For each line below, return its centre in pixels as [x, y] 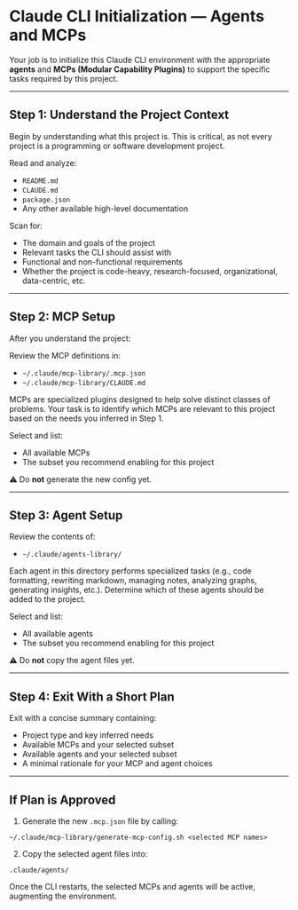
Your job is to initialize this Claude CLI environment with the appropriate [140, 59]
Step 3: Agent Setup [66, 515]
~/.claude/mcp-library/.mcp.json [84, 373]
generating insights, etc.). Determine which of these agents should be [137, 590]
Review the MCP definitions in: [65, 355]
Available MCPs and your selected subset [98, 745]
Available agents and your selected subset [99, 754]
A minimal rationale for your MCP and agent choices [117, 764]
